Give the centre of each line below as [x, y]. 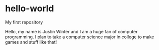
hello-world [30, 9]
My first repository [24, 22]
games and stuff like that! [31, 42]
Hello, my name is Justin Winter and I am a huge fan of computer [71, 31]
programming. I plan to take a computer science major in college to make [80, 37]
